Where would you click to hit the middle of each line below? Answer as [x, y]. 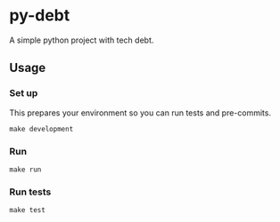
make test [28, 210]
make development [41, 129]
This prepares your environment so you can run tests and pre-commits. [140, 113]
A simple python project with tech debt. [82, 40]
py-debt [40, 16]
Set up [24, 93]
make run [25, 170]
